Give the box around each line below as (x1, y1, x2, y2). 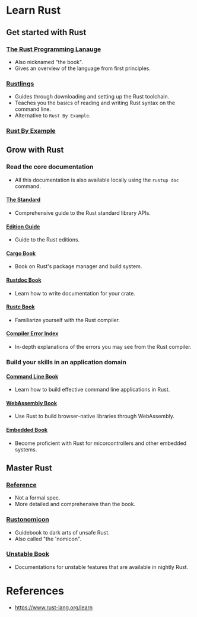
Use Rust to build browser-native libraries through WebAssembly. (14, 413, 175, 420)
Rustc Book (6, 303, 35, 310)
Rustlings (6, 79, 34, 88)
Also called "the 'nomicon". (14, 535, 82, 542)
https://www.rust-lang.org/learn (14, 603, 93, 611)
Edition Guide (6, 223, 40, 230)
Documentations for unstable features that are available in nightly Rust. (14, 563, 189, 570)
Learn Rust (6, 4, 61, 17)
